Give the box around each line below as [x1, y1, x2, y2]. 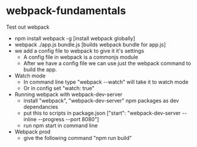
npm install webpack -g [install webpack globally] [14, 35, 135, 42]
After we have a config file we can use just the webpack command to [23, 60, 191, 67]
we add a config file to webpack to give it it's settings [14, 47, 144, 54]
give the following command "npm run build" [23, 134, 132, 141]
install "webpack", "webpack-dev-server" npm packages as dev [23, 97, 179, 104]
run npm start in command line [23, 122, 98, 129]
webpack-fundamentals [6, 4, 126, 18]
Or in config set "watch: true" [23, 84, 95, 91]
